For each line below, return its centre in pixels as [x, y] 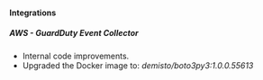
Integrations [33, 13]
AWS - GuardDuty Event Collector [74, 33]
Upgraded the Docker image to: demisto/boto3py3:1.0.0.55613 [138, 65]
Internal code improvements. [76, 56]
